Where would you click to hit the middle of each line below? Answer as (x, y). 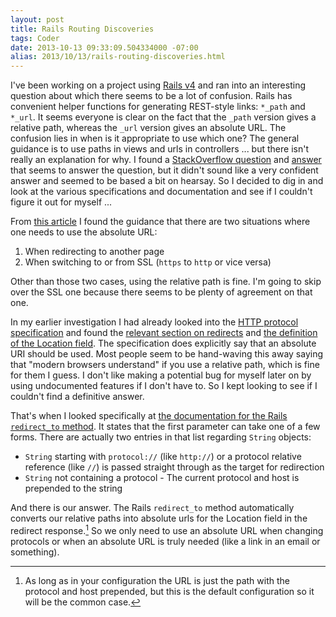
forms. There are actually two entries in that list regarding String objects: (161, 437)
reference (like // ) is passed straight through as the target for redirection (174, 467)
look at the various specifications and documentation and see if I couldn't (161, 192)
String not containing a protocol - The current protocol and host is (162, 478)
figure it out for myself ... (61, 202)
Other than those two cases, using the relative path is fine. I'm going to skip (166, 282)
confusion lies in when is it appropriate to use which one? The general (155, 138)
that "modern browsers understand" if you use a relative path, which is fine (165, 365)
